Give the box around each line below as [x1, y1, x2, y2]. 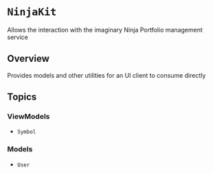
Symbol [16, 129, 36, 135]
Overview [7, 53, 50, 65]
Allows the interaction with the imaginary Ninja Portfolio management [7, 25, 203, 34]
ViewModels [7, 112, 50, 122]
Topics [7, 91, 37, 103]
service [7, 33, 29, 41]
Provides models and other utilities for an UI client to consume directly [7, 71, 206, 79]
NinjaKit [7, 6, 57, 19]
